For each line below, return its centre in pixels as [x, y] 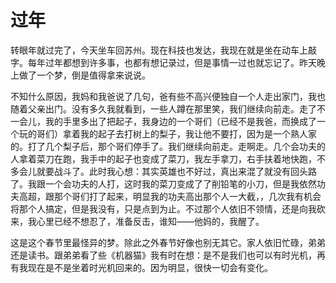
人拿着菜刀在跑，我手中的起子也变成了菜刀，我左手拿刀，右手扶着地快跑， [163, 158]
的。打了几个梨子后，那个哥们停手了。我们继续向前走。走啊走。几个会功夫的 [168, 146]
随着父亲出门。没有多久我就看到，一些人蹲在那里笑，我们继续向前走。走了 [163, 108]
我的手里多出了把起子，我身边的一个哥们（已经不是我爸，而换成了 [180, 121]
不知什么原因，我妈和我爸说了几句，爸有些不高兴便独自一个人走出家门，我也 [168, 96]
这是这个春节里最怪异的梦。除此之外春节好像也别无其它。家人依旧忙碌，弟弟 [168, 242]
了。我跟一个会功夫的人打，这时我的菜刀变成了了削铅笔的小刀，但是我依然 [163, 183]
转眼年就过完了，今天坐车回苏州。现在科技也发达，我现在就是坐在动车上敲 [163, 50]
